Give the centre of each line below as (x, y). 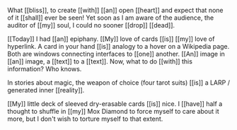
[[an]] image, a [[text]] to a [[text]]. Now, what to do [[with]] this (100, 61)
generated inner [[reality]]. (46, 90)
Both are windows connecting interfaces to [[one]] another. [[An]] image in (116, 54)
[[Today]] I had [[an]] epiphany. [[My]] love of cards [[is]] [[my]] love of (111, 39)
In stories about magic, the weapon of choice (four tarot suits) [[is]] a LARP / (118, 83)
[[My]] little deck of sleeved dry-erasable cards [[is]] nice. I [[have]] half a (115, 104)
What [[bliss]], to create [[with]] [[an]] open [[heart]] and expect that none (115, 10)
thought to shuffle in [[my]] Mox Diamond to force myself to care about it (113, 111)
